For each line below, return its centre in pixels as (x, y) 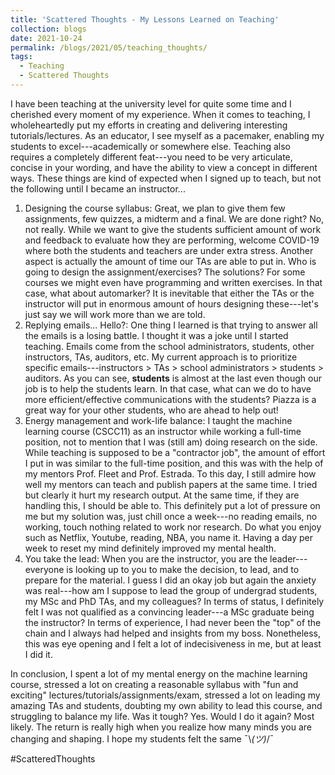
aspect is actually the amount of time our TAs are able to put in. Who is (170, 261)
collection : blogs (48, 29)
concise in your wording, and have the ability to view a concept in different (164, 167)
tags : (21, 57)
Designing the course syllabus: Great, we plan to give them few (155, 208)
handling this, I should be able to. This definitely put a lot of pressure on (172, 505)
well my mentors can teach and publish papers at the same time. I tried (171, 484)
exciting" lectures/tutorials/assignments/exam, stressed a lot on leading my (165, 695)
